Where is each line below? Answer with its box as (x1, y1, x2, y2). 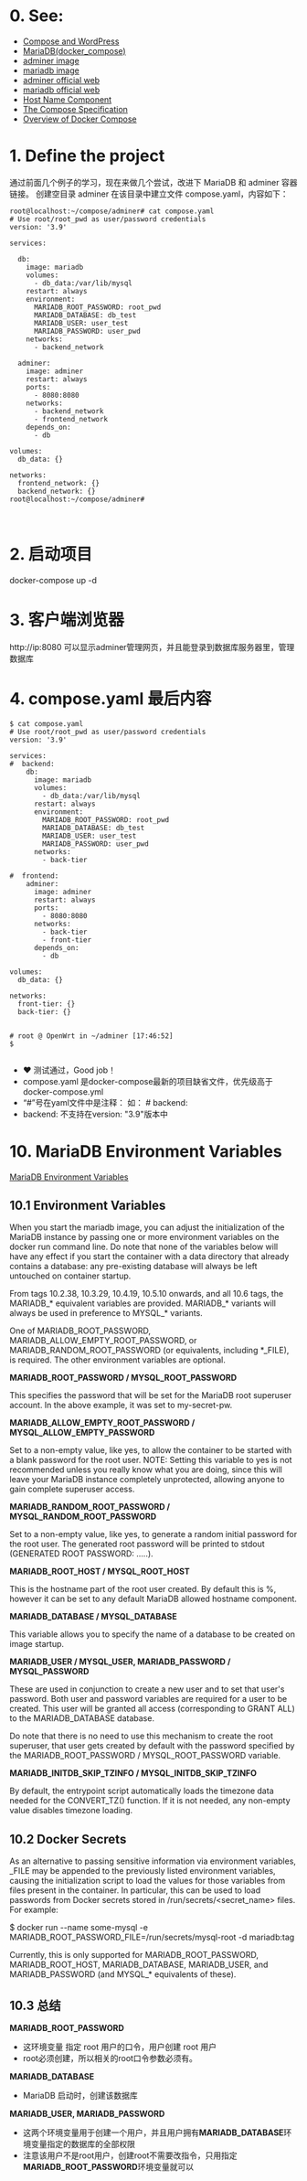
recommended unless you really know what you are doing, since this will (9, 1464, 283, 1475)
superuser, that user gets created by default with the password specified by (9, 1740, 295, 1751)
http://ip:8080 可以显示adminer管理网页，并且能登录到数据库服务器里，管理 (9, 641, 295, 652)
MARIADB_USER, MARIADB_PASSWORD (9, 2109, 165, 2120)
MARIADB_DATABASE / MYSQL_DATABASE (9, 1611, 177, 1622)
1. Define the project (9, 145, 165, 166)
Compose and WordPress (22, 36, 120, 47)
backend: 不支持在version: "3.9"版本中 (22, 1108, 169, 1119)
